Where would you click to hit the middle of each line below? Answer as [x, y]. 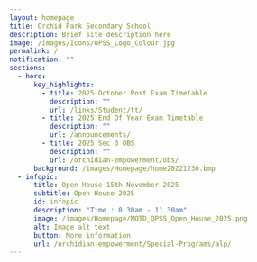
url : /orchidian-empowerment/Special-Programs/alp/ [132, 244]
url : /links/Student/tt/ [96, 110]
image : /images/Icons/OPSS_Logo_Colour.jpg [92, 43]
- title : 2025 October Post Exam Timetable [124, 93]
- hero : [32, 77]
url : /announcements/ [90, 135]
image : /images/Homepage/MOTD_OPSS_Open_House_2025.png [140, 218]
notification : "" [42, 59]
